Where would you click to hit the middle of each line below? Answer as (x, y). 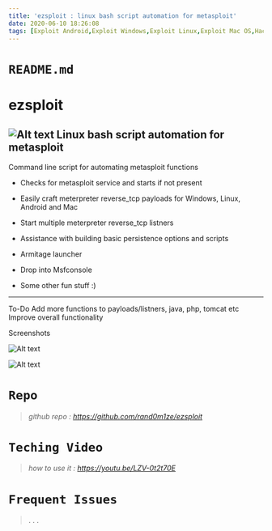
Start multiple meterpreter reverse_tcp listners (97, 223)
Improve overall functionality (56, 317)
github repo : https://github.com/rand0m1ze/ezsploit (115, 416)
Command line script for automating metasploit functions (103, 167)
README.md (41, 69)
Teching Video (56, 447)
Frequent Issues (63, 499)
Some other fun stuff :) (58, 285)
